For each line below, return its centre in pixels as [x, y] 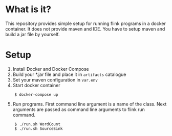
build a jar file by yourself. [33, 34]
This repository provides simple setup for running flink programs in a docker [86, 23]
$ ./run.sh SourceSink [39, 128]
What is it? [28, 9]
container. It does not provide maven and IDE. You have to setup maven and [85, 29]
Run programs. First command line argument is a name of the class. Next [90, 104]
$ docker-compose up [36, 94]
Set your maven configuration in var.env [55, 79]
